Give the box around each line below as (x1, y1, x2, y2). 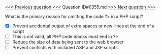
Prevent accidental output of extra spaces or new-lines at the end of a (12, 23, 155, 29)
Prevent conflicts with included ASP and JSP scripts (12, 45, 118, 51)
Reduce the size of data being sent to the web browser (12, 39, 124, 45)
